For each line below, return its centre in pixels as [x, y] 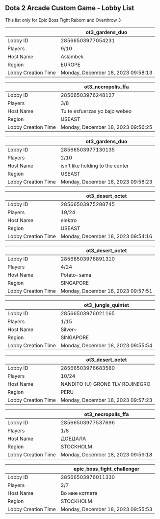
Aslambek [72, 56]
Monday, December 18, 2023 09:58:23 [107, 182]
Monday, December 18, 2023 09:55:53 [107, 509]
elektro [69, 220]
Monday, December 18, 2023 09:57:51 [107, 291]
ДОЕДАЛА [73, 439]
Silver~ [69, 329]
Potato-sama [76, 275]
